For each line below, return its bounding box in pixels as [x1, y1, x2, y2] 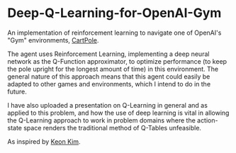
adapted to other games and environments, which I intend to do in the [7, 79, 211, 88]
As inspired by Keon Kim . [7, 137, 81, 146]
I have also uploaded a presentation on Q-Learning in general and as [7, 101, 208, 109]
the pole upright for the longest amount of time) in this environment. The [7, 64, 218, 73]
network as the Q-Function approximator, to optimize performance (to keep [7, 57, 227, 65]
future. [7, 87, 27, 96]
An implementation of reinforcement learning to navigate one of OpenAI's [7, 28, 222, 37]
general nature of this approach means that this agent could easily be [7, 72, 210, 81]
